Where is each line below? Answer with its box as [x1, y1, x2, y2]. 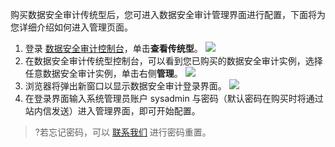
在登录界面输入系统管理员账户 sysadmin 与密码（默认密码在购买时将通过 [24, 93, 324, 104]
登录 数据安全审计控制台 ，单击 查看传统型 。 [24, 43, 203, 54]
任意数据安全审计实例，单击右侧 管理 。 [24, 68, 183, 79]
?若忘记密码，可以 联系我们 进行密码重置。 [34, 126, 212, 138]
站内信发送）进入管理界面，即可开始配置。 [24, 105, 201, 117]
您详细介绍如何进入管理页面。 [10, 21, 133, 33]
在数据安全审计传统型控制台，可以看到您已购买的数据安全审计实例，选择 [24, 55, 323, 67]
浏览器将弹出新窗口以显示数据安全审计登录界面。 [24, 80, 227, 92]
